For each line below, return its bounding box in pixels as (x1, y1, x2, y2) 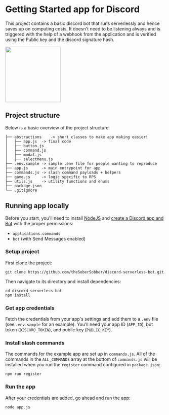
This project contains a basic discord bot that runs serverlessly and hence (5, 20, 160, 26)
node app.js (5, 404, 30, 409)
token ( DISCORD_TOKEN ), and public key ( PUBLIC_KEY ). (5, 327, 112, 333)
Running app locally (5, 201, 69, 210)
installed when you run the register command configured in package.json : (5, 362, 161, 368)
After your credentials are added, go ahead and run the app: (5, 395, 131, 401)
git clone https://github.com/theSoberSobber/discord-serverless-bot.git (5, 269, 164, 274)
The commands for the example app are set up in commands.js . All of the (5, 351, 155, 357)
